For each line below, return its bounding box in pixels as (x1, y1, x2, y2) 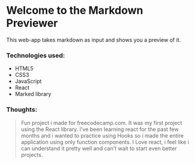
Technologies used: (6, 51, 65, 59)
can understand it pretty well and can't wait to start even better (20, 145, 177, 152)
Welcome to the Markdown (6, 4, 143, 17)
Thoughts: (6, 106, 38, 114)
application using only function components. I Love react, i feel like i (20, 138, 189, 145)
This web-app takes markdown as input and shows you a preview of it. (6, 36, 181, 43)
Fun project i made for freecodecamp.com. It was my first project (20, 119, 182, 126)
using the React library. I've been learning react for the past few (20, 126, 179, 133)
